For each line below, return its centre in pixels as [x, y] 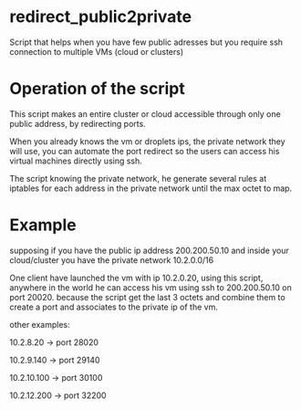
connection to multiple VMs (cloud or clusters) [97, 51]
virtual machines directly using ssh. [76, 161]
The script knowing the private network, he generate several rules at [138, 178]
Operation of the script [97, 89]
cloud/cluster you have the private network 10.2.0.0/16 [112, 260]
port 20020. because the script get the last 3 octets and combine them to [147, 297]
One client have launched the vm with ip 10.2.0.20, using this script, [136, 278]
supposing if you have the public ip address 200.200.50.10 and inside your [149, 250]
